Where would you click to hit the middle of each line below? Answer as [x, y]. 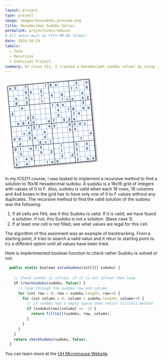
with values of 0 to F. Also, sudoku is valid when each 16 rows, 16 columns [79, 189]
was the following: [23, 204]
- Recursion [22, 56]
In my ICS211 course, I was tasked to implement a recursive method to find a [81, 179]
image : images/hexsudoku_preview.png [43, 20]
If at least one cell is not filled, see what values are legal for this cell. [80, 224]
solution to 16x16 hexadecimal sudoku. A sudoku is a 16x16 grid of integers [80, 184]
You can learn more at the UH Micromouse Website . [57, 354]
